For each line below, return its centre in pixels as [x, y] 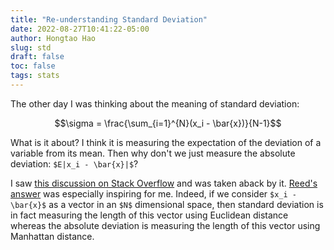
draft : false [37, 57]
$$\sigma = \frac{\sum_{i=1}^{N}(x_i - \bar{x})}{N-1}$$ [168, 123]
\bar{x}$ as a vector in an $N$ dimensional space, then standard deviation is [167, 204]
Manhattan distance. [52, 236]
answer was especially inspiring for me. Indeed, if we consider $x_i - [153, 193]
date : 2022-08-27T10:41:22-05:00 [80, 29]
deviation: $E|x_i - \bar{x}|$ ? [74, 163]
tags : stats [35, 76]
